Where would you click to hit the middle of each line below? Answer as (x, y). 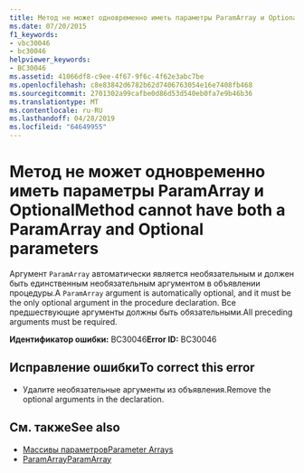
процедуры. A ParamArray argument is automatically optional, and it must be (150, 293)
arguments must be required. (63, 321)
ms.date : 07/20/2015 (48, 26)
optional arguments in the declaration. (93, 399)
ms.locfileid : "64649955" (58, 128)
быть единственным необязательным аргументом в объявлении (135, 283)
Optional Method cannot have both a (147, 210)
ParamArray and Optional (107, 229)
